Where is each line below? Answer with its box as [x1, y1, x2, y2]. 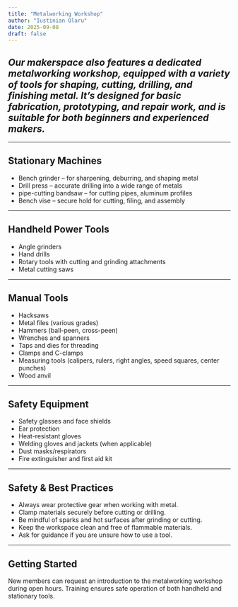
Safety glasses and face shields [18, 417, 112, 426]
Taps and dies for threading [18, 341, 99, 349]
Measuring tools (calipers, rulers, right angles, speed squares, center [18, 356, 220, 365]
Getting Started [8, 557, 78, 570]
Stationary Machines [8, 155, 102, 167]
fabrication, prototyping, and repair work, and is [8, 101, 226, 113]
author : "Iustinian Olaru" [8, 17, 88, 24]
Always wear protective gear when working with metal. [18, 501, 179, 509]
